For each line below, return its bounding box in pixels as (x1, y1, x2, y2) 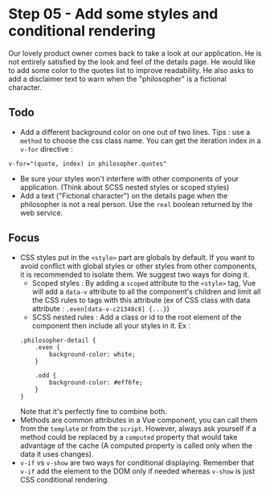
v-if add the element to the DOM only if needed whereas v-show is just (19, 466, 256, 476)
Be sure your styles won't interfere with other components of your (19, 173, 239, 183)
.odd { (35, 371, 57, 380)
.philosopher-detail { (19, 336, 96, 344)
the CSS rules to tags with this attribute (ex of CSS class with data (31, 295, 251, 305)
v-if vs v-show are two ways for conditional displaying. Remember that (19, 457, 255, 467)
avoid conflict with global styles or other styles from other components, (19, 261, 257, 270)
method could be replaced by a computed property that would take (19, 432, 238, 441)
